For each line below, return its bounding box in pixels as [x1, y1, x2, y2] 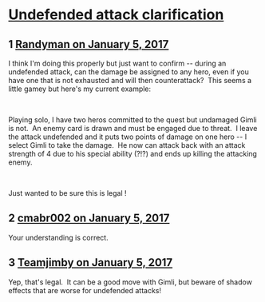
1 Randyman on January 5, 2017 [8, 38, 169, 51]
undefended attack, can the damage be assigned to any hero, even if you [8, 67, 249, 77]
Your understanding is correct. [8, 232, 109, 242]
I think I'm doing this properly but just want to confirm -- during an [8, 58, 227, 68]
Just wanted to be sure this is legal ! [8, 189, 127, 197]
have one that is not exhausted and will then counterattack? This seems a [8, 76, 252, 85]
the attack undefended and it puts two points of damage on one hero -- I [8, 132, 247, 141]
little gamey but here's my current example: [8, 84, 152, 93]
